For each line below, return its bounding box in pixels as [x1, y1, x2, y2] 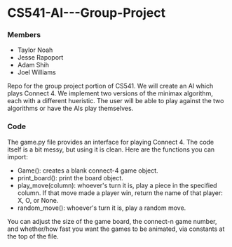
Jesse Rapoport [17, 53, 64, 62]
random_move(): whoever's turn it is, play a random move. [17, 203, 186, 212]
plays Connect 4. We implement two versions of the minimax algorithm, [7, 89, 214, 98]
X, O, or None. [17, 196, 59, 204]
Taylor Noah [17, 46, 53, 54]
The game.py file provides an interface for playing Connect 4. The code [7, 138, 214, 146]
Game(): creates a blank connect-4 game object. [17, 166, 159, 175]
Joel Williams [17, 68, 56, 76]
